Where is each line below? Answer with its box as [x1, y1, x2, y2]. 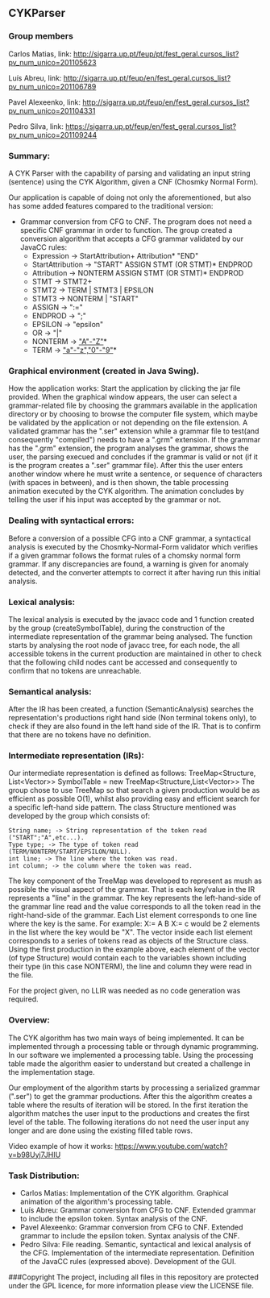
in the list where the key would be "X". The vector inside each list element [8, 927, 253, 937]
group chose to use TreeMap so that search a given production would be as [8, 786, 260, 795]
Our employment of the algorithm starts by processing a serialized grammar [8, 1083, 260, 1093]
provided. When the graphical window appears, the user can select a [8, 392, 238, 402]
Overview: [8, 1014, 50, 1026]
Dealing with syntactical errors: [8, 515, 135, 526]
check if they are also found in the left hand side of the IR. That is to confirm [8, 721, 261, 732]
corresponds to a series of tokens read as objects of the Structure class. [8, 936, 249, 946]
